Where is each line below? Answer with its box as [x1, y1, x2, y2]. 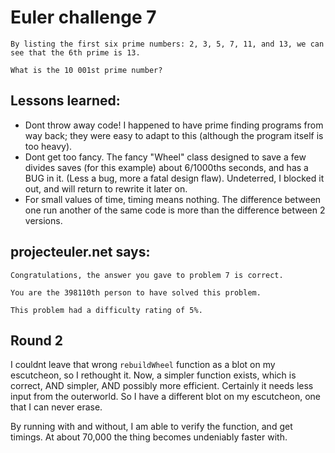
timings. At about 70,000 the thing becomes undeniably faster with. [10, 431, 288, 443]
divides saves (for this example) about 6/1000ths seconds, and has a [24, 161, 309, 173]
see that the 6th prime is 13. [10, 47, 141, 58]
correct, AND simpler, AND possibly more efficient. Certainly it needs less [10, 380, 314, 392]
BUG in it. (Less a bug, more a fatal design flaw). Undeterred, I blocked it [24, 172, 325, 184]
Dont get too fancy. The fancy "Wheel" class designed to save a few [24, 151, 307, 163]
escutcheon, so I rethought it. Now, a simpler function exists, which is [10, 369, 297, 381]
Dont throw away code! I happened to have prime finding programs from [24, 119, 324, 131]
